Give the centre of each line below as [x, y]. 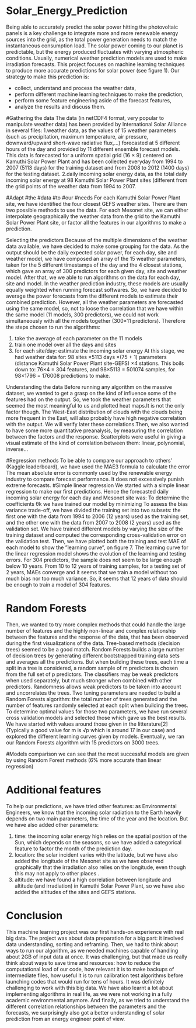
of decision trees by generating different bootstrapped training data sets [93, 656]
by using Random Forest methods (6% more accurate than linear [84, 760]
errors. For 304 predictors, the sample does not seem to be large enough [94, 560]
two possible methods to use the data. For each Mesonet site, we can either [97, 210]
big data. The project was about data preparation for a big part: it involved [95, 938]
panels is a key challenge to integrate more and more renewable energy [92, 33]
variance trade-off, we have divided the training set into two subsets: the [93, 510]
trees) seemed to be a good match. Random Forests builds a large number [95, 649]
